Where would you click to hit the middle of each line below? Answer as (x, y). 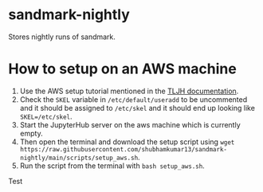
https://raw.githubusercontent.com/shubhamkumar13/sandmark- (124, 149)
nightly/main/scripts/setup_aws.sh (79, 158)
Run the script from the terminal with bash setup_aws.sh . (112, 166)
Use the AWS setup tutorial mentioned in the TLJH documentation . (129, 91)
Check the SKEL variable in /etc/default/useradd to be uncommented (133, 99)
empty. (31, 133)
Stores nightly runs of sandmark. (62, 37)
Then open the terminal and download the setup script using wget (127, 142)
